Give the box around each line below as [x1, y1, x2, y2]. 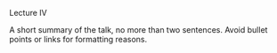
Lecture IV [9, 8, 47, 18]
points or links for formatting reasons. [9, 34, 148, 44]
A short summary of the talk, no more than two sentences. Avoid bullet [9, 25, 268, 34]
